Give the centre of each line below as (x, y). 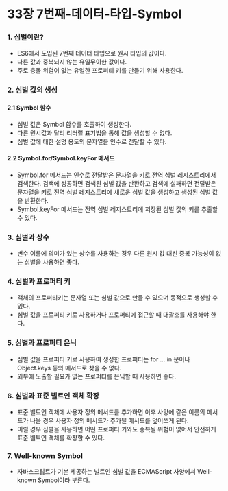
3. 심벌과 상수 (28, 237)
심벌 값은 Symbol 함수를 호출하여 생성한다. (74, 124)
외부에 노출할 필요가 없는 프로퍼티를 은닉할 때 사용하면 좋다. (97, 376)
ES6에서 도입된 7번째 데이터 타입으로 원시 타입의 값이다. (92, 53)
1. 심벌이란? (26, 37)
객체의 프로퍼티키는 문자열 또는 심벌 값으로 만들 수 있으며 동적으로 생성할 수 (117, 298)
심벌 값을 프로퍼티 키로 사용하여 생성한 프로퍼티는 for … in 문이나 (103, 359)
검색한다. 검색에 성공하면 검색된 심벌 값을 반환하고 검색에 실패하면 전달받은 (117, 183)
